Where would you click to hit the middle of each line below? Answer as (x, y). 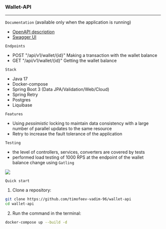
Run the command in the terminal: (47, 213)
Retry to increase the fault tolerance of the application (67, 134)
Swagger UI (24, 37)
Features (14, 114)
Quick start (17, 181)
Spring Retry (25, 94)
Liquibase (22, 105)
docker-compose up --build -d (36, 223)
